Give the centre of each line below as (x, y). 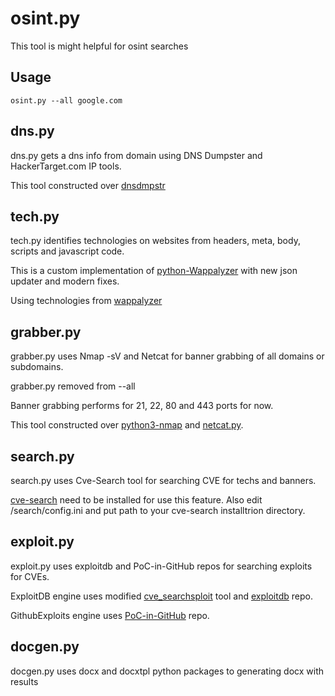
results (24, 681)
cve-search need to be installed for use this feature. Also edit (136, 500)
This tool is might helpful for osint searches (99, 46)
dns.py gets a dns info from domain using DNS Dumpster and (136, 155)
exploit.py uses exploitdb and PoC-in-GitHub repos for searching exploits (161, 566)
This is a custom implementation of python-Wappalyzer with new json (154, 271)
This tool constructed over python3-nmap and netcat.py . (127, 425)
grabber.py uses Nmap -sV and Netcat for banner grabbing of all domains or (167, 356)
